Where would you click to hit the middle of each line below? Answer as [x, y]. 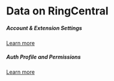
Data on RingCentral [58, 11]
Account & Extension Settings [44, 28]
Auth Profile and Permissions [43, 57]
